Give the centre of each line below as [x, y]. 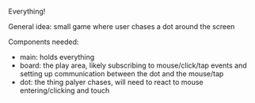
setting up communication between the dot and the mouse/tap [122, 74]
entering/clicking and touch [65, 90]
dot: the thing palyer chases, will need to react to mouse [111, 82]
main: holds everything [57, 57]
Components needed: [44, 42]
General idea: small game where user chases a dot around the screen [122, 26]
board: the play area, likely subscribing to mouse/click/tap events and [133, 65]
